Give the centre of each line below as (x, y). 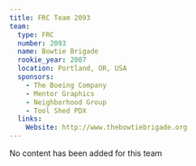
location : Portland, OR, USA (72, 69)
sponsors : (36, 77)
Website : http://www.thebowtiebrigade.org (107, 128)
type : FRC (36, 34)
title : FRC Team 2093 (50, 18)
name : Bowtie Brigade (58, 52)
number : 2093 (42, 43)
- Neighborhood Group (66, 102)
